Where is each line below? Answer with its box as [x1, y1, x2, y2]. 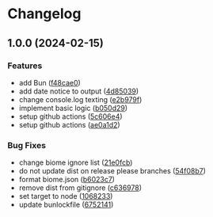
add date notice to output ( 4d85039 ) [18, 86, 139, 96]
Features [7, 60, 43, 71]
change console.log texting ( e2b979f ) [18, 94, 143, 104]
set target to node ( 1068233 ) [18, 192, 113, 201]
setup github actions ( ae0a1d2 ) [18, 120, 120, 129]
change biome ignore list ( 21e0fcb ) [18, 158, 133, 167]
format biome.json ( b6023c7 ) [18, 175, 116, 185]
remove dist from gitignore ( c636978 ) [18, 183, 142, 192]
